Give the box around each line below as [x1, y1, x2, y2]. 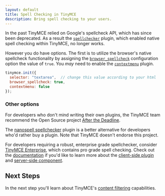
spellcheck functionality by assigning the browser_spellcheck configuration [5, 56, 159, 62]
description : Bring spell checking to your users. [5, 16, 112, 21]
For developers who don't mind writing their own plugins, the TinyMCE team [5, 112, 161, 118]
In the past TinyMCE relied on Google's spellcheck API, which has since [5, 30, 152, 36]
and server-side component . [5, 157, 63, 164]
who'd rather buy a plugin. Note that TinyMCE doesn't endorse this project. [5, 132, 159, 138]
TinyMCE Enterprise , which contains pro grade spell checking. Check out [5, 147, 155, 153]
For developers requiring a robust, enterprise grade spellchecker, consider [5, 142, 158, 148]
